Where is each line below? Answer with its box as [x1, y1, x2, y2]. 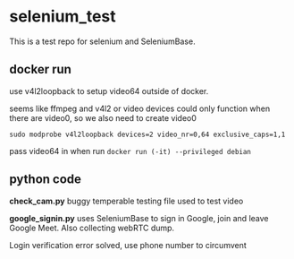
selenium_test [9, 6, 116, 27]
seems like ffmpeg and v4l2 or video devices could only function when [9, 103, 271, 114]
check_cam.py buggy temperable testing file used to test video [9, 195, 244, 206]
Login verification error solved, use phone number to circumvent [9, 239, 248, 250]
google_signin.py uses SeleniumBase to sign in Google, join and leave [9, 212, 269, 223]
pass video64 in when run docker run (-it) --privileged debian [9, 145, 252, 156]
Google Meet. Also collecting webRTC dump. [9, 222, 175, 233]
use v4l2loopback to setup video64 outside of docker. [9, 85, 209, 96]
